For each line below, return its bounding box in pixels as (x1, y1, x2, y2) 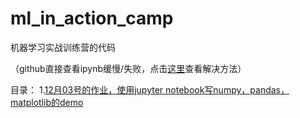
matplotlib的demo (10, 96, 84, 108)
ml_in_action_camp (10, 7, 174, 30)
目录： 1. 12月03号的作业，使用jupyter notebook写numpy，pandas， (10, 83, 290, 96)
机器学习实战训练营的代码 (10, 41, 116, 53)
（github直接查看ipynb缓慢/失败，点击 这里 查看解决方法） (10, 62, 247, 74)
